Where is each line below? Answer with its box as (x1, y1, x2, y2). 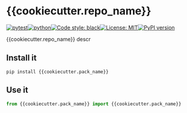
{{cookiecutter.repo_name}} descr (6, 35, 91, 42)
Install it (6, 53, 37, 63)
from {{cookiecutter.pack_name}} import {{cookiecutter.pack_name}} (6, 100, 182, 107)
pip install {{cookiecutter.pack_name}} (6, 69, 109, 75)
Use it (6, 85, 28, 95)
